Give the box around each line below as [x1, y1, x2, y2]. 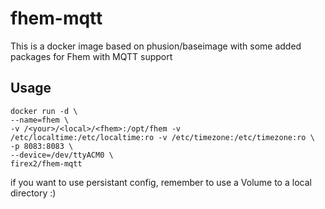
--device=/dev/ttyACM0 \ [10, 150, 114, 160]
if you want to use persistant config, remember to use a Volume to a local [10, 176, 312, 188]
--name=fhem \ [10, 115, 70, 125]
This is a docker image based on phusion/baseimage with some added [10, 40, 302, 52]
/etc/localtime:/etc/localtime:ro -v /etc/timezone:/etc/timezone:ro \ [10, 132, 315, 142]
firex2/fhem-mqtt [10, 158, 83, 169]
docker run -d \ [10, 106, 78, 116]
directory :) [10, 187, 57, 199]
